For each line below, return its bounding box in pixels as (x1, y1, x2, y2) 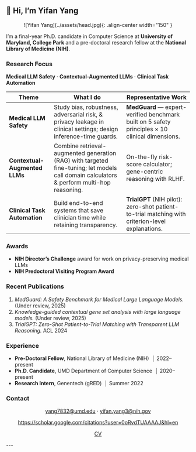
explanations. (126, 225, 163, 233)
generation (86, 149, 117, 157)
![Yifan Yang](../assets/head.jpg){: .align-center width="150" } (23, 21, 173, 28)
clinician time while (54, 214, 106, 222)
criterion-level (126, 217, 166, 225)
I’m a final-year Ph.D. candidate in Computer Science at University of (6, 33, 173, 40)
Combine (54, 142, 79, 150)
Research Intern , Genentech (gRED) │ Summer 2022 (14, 380, 144, 386)
